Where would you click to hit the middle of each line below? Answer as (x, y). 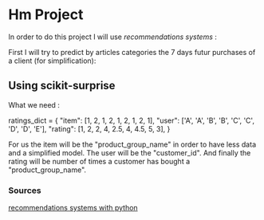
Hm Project (46, 15)
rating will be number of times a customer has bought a (99, 161)
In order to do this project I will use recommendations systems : (113, 37)
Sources (25, 191)
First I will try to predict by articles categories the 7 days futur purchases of (132, 52)
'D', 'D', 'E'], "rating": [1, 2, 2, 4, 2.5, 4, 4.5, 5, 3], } (89, 128)
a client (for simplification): (52, 61)
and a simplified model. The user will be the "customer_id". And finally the (130, 152)
